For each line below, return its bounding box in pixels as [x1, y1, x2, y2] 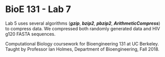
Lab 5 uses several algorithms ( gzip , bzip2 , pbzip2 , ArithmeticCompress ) [5, 20, 160, 26]
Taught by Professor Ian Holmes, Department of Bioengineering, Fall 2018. [5, 46, 160, 52]
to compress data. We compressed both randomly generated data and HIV [5, 25, 160, 31]
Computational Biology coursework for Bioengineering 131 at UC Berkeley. [5, 40, 159, 46]
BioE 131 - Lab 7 [5, 4, 72, 15]
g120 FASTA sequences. [5, 31, 56, 37]
